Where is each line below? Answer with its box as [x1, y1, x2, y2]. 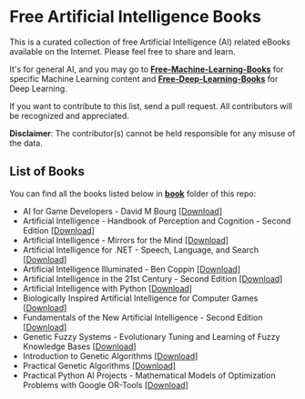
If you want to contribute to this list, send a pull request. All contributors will [9, 100, 293, 111]
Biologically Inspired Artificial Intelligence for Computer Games [22, 293, 259, 304]
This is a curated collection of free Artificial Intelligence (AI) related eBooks [9, 36, 291, 47]
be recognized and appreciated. [9, 110, 130, 121]
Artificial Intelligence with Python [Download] [22, 283, 193, 294]
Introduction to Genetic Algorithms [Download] [22, 350, 198, 361]
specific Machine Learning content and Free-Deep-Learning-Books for [9, 73, 279, 84]
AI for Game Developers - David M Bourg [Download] [22, 205, 223, 216]
